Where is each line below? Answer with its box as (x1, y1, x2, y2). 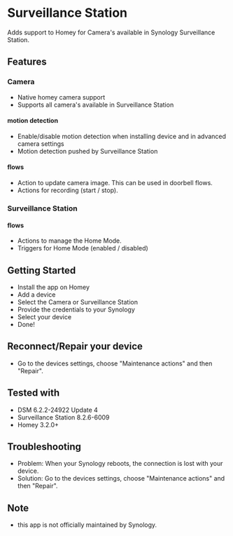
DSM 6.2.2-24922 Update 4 (17, 406, 98, 414)
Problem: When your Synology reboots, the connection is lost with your (17, 460, 223, 468)
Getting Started (7, 264, 76, 276)
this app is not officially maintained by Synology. (17, 521, 157, 529)
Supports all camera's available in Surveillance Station (17, 100, 174, 109)
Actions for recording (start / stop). (17, 186, 118, 194)
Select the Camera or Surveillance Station (17, 297, 139, 306)
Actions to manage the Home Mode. (17, 236, 122, 245)
